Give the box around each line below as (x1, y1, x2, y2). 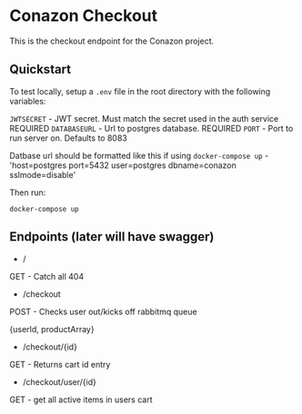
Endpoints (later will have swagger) (9, 229, 215, 245)
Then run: (9, 187, 46, 198)
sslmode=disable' (9, 169, 76, 180)
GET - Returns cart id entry (9, 359, 111, 370)
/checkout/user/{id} (22, 376, 97, 387)
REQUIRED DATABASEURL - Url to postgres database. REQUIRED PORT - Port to (9, 123, 294, 133)
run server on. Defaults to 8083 (9, 133, 127, 143)
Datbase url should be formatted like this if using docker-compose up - (9, 150, 269, 161)
